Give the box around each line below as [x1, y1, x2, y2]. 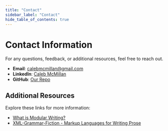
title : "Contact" [5, 7, 42, 13]
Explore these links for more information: [5, 105, 90, 111]
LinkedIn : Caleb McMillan [12, 71, 66, 77]
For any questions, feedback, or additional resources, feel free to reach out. [5, 56, 163, 62]
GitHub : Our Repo [12, 76, 51, 83]
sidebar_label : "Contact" [5, 12, 60, 17]
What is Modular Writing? [12, 115, 66, 121]
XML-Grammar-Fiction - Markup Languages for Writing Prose [12, 120, 141, 126]
